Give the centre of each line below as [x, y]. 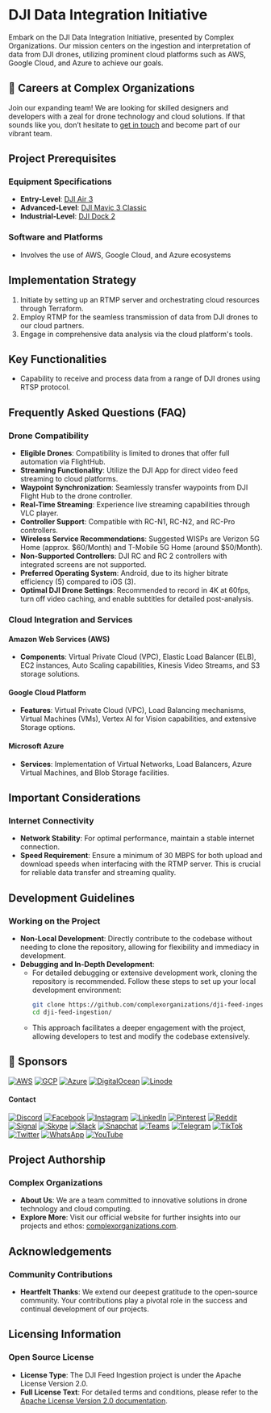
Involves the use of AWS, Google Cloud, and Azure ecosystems [125, 255]
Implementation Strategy [73, 280]
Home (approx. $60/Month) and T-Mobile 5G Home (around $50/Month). [141, 548]
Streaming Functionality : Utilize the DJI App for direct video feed [129, 470]
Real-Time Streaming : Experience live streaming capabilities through [135, 505]
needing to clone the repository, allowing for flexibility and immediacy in [140, 947]
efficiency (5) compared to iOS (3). [78, 581]
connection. [40, 847]
